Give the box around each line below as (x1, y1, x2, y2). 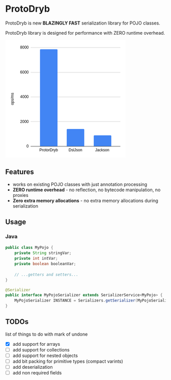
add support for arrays (12, 341, 60, 347)
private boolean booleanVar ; (14, 261, 76, 267)
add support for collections (12, 346, 70, 352)
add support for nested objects (12, 352, 78, 359)
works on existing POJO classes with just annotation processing (12, 181, 148, 187)
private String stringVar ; (14, 250, 72, 256)
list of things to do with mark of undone (5, 331, 88, 337)
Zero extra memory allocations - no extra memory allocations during (12, 197, 159, 204)
